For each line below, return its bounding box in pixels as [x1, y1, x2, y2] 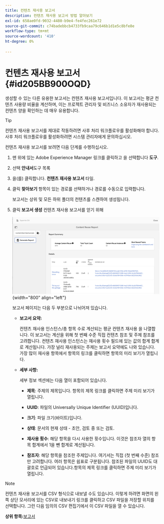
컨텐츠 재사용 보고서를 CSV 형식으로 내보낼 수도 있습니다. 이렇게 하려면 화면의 [5, 491, 154, 496]
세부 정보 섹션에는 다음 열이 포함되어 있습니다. [19, 378, 107, 383]
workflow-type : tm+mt [5, 29, 49, 34]
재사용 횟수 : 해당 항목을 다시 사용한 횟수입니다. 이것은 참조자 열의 [26, 436, 151, 442]
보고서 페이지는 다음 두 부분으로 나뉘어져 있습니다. [12, 305, 108, 311]
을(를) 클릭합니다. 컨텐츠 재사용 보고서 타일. [12, 175, 95, 181]
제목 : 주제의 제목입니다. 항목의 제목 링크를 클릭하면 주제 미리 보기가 [26, 388, 155, 394]
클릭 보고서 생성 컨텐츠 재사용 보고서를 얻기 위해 [12, 206, 104, 212]
